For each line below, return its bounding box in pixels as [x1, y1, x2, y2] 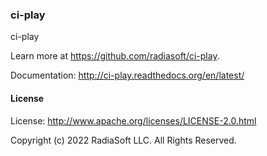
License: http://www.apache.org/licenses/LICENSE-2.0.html [10, 114, 257, 127]
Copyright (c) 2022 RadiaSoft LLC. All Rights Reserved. [10, 134, 237, 146]
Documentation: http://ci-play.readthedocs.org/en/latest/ [10, 69, 245, 82]
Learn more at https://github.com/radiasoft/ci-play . [10, 50, 220, 62]
